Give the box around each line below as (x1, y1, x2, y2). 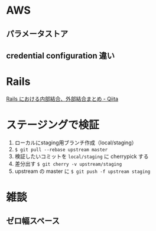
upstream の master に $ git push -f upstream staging (14, 167, 151, 175)
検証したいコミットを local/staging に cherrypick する (14, 153, 149, 160)
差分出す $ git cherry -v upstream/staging (14, 160, 122, 167)
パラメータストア (6, 29, 69, 39)
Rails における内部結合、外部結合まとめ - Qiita (6, 95, 119, 102)
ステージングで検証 (6, 118, 99, 132)
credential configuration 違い (6, 50, 115, 61)
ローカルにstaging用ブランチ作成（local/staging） (14, 139, 137, 146)
